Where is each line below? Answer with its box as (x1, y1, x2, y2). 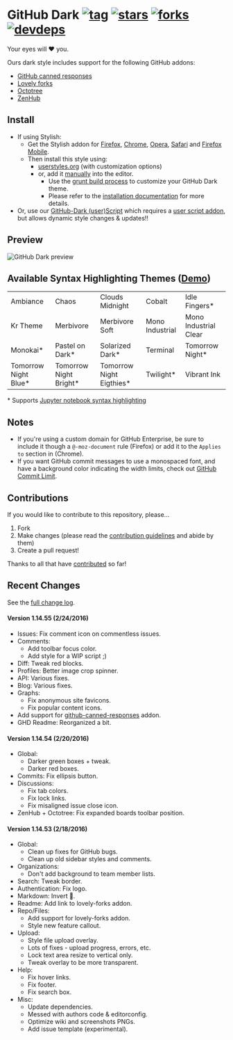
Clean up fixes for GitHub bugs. (27, 847, 118, 856)
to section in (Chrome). (17, 449, 85, 458)
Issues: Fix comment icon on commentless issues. (17, 630, 162, 638)
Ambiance (10, 296, 44, 306)
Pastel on (55, 341, 85, 351)
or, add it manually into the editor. (37, 169, 134, 177)
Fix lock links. (27, 794, 67, 803)
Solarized (100, 341, 131, 351)
